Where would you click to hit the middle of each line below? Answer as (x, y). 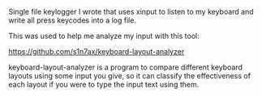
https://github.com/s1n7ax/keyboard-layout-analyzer (97, 51)
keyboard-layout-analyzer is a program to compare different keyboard (126, 67)
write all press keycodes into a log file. (72, 20)
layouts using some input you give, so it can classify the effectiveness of (130, 76)
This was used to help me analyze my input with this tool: (104, 36)
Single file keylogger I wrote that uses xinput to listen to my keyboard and (131, 12)
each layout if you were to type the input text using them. (104, 84)
